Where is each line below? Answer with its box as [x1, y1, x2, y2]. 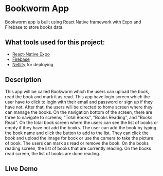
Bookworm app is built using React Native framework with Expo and [5, 19, 141, 25]
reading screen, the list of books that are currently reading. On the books [5, 145, 152, 151]
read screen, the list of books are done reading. [5, 150, 101, 156]
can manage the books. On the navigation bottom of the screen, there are [5, 109, 152, 115]
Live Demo [5, 164, 38, 173]
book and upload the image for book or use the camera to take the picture [5, 135, 153, 141]
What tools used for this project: [5, 38, 105, 47]
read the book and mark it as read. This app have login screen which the [5, 93, 150, 100]
